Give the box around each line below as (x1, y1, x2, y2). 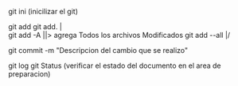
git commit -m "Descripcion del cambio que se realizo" (8, 46, 189, 54)
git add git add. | (8, 22, 62, 31)
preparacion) (8, 69, 51, 78)
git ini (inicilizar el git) (8, 7, 78, 16)
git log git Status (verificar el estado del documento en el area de (8, 61, 221, 70)
